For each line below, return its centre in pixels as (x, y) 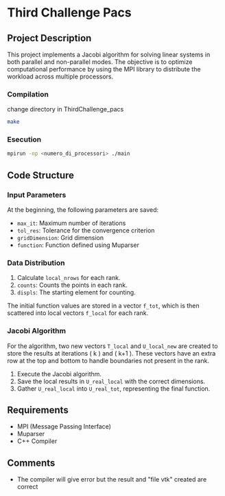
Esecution (24, 140)
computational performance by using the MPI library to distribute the (104, 69)
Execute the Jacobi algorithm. (59, 374)
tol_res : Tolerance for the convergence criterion (86, 230)
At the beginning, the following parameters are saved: (83, 210)
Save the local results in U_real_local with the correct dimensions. (111, 381)
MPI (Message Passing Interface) (64, 427)
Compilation (28, 94)
